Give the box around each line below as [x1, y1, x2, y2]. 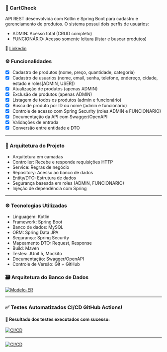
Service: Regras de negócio [12, 164, 70, 170]
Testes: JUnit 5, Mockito [12, 250, 62, 256]
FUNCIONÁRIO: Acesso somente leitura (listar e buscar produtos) [12, 36, 147, 42]
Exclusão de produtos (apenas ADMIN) [12, 91, 92, 97]
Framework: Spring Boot [12, 218, 63, 225]
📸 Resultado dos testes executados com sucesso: [5, 316, 110, 322]
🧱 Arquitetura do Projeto [5, 142, 65, 149]
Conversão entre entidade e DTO [12, 125, 80, 131]
